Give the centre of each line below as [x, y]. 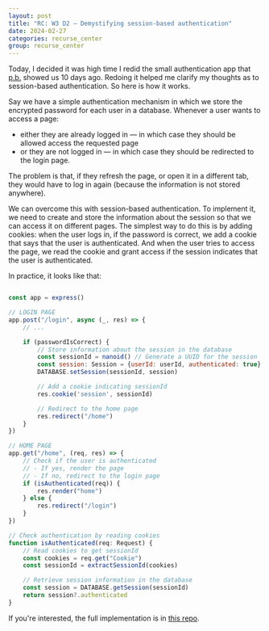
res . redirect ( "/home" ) [75, 416]
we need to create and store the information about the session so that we [130, 217]
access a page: [33, 119]
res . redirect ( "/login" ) [77, 506]
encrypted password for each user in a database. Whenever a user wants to [134, 111]
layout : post [30, 16]
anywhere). [27, 193]
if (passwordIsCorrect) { [66, 342]
